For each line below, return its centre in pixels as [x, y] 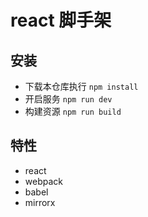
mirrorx [40, 202]
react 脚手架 [61, 20]
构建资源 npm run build [73, 111]
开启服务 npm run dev [68, 99]
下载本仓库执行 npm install [81, 86]
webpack [43, 181]
